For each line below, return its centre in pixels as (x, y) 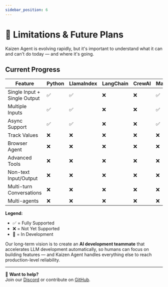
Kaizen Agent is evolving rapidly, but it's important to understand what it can (84, 49)
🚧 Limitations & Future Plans (64, 34)
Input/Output (23, 178)
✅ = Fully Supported (33, 223)
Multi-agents (23, 201)
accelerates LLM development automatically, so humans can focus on (77, 249)
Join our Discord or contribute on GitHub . (48, 280)
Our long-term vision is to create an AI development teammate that (75, 244)
